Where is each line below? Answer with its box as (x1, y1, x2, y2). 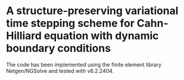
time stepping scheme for (6, 16, 134, 30)
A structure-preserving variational (6, 4, 179, 18)
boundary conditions (6, 42, 111, 55)
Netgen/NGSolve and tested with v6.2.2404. (6, 67, 114, 74)
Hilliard (6, 29, 42, 42)
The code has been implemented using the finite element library (6, 61, 162, 68)
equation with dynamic (44, 29, 159, 42)
